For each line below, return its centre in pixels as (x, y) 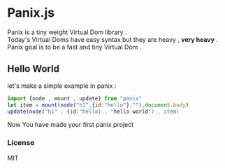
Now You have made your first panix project (71, 125)
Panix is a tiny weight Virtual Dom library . (67, 32)
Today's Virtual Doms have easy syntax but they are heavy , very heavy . (113, 39)
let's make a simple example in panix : (62, 86)
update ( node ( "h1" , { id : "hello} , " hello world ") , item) (93, 112)
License (21, 143)
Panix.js (31, 13)
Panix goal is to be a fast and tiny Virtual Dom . (74, 47)
